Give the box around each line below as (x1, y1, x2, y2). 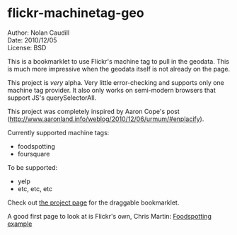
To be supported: (7, 163, 58, 171)
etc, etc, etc (17, 184, 53, 193)
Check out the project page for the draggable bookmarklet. (7, 198, 180, 207)
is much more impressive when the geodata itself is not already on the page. (7, 64, 231, 73)
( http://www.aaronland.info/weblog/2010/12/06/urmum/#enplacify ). (7, 115, 204, 123)
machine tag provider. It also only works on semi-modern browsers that (7, 86, 216, 94)
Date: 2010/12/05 (7, 35, 57, 44)
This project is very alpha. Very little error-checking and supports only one (7, 78, 224, 86)
